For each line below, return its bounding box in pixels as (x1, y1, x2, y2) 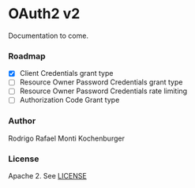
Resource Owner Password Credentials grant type (19, 77, 183, 87)
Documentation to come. (8, 31, 89, 40)
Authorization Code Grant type (19, 96, 120, 105)
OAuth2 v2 (8, 5, 81, 23)
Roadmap (8, 51, 46, 62)
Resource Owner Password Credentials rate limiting (19, 86, 188, 96)
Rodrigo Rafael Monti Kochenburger (8, 133, 125, 143)
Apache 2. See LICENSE (8, 171, 87, 181)
